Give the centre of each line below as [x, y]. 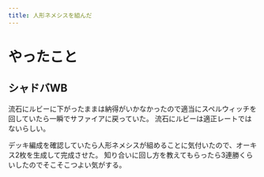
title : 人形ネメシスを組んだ [50, 15]
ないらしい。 [29, 128]
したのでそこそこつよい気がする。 [70, 164]
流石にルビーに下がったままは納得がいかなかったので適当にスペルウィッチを [132, 109]
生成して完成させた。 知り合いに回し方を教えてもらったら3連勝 [136, 155]
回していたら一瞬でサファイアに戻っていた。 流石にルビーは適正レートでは [130, 118]
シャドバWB [38, 88]
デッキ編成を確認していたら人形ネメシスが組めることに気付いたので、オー [129, 145]
